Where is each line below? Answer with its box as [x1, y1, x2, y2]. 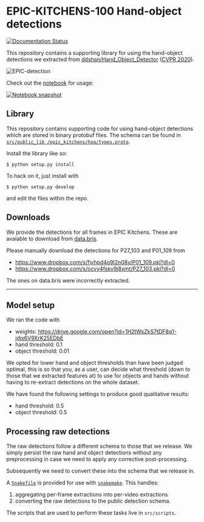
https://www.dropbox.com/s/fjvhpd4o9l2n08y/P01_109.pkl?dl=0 [15, 258, 175, 266]
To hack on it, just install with [6, 172, 79, 179]
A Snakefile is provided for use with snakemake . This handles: [6, 479, 159, 487]
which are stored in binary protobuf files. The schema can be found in [6, 131, 181, 138]
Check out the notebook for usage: [6, 79, 94, 86]
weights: [15, 328, 37, 336]
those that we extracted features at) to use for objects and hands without [6, 372, 189, 379]
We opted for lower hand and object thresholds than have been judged [6, 359, 183, 367]
